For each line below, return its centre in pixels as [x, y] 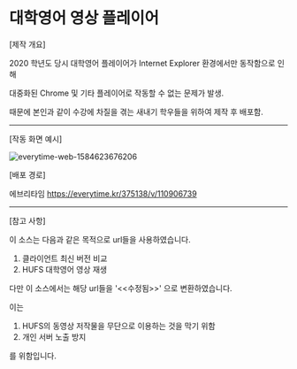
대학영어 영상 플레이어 [84, 18]
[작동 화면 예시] [36, 139]
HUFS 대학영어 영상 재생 [65, 269]
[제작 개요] [27, 44]
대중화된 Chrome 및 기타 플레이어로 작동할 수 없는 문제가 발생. [117, 93]
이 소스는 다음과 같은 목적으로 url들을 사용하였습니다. [100, 239]
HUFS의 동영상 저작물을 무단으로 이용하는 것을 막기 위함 [118, 326]
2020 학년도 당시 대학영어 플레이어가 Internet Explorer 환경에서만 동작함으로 [142, 63]
